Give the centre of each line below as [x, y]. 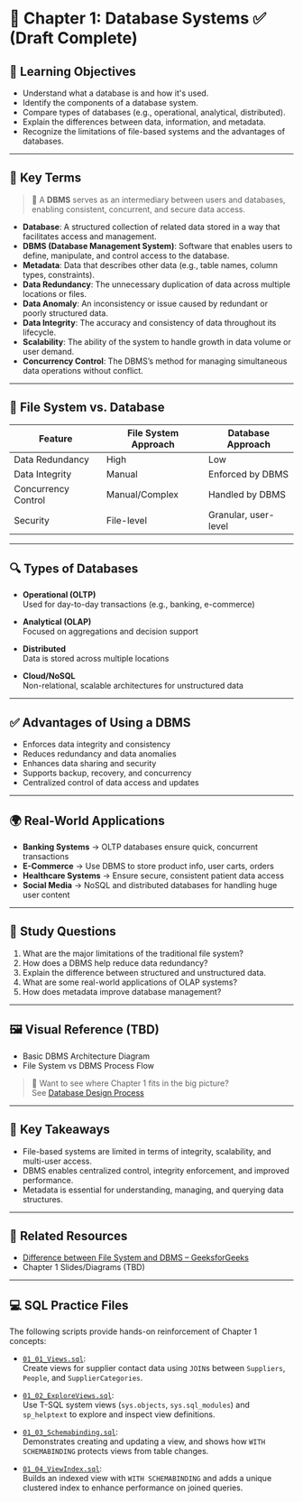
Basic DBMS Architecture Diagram [86, 1056]
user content [46, 895]
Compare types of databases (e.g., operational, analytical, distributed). [154, 112]
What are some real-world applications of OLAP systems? [129, 982]
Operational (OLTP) [59, 595]
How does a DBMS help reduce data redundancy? [115, 963]
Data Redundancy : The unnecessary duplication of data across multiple [156, 284]
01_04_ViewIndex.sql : [62, 1469]
